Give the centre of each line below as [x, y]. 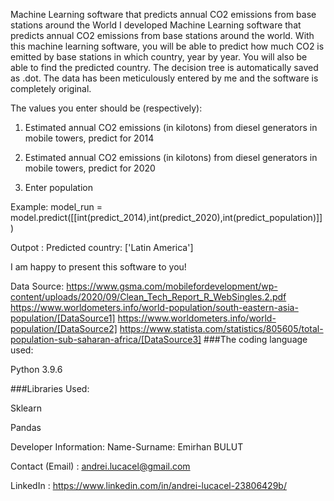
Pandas [26, 427]
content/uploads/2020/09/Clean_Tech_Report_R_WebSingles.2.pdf [148, 297]
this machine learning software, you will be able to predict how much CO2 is [167, 46]
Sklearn [26, 408]
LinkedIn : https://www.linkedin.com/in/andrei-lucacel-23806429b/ [148, 485]
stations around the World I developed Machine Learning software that [156, 25]
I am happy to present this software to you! [98, 267]
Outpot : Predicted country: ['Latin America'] [102, 247]
